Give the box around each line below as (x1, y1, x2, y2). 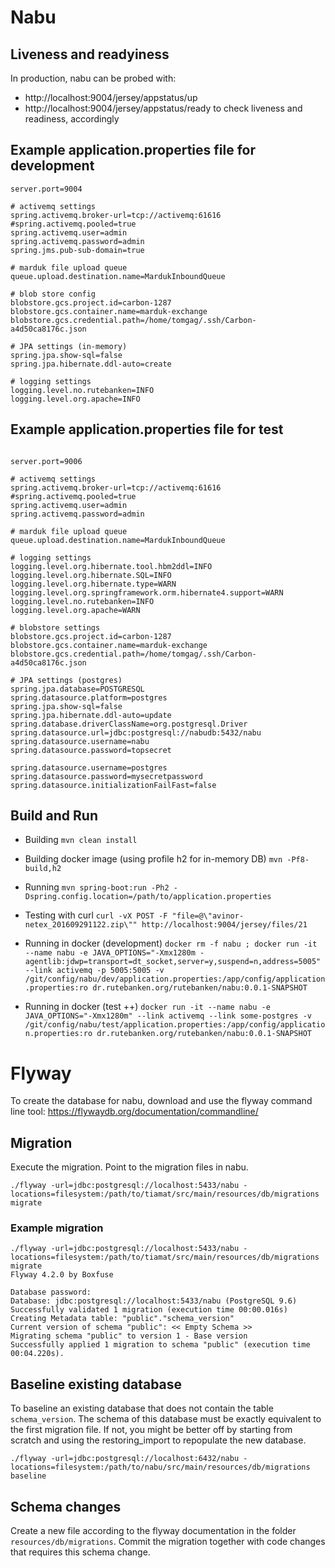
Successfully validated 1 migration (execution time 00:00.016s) (10, 1305, 288, 1315)
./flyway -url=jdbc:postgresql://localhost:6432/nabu (10, 1454, 240, 1464)
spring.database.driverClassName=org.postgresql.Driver (10, 719, 248, 729)
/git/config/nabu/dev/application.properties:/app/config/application (24, 974, 326, 985)
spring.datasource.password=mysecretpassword (10, 771, 203, 781)
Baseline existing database (10, 1376, 183, 1393)
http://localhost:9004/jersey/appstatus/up (24, 92, 198, 103)
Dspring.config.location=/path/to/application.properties (24, 892, 272, 902)
